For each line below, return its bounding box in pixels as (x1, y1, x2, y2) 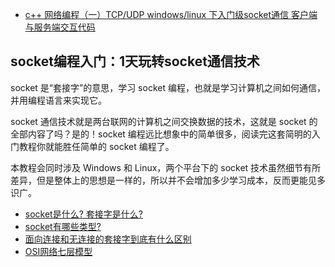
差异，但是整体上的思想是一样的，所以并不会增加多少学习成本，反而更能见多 (10, 174, 326, 186)
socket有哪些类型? (24, 220, 102, 232)
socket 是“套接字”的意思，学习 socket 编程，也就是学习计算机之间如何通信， (10, 81, 326, 93)
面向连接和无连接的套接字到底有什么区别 (24, 233, 192, 245)
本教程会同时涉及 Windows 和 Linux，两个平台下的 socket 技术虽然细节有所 (10, 161, 322, 173)
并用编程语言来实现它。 (10, 94, 107, 106)
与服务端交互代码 (24, 21, 96, 33)
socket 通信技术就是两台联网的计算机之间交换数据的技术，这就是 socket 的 (10, 115, 318, 127)
